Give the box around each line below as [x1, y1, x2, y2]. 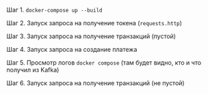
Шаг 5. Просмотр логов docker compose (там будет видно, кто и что [6, 59, 202, 67]
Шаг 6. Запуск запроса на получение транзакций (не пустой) [6, 79, 185, 87]
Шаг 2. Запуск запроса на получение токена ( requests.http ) [6, 19, 183, 27]
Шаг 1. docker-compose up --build [6, 6, 103, 14]
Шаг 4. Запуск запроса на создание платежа [6, 46, 138, 53]
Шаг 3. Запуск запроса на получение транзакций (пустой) [6, 32, 176, 40]
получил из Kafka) [6, 66, 60, 74]
